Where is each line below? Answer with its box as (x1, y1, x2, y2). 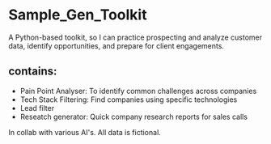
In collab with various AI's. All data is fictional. (8, 127, 162, 137)
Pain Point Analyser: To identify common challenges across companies (19, 86, 257, 95)
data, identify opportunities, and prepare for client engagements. (8, 40, 225, 50)
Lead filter (19, 103, 55, 112)
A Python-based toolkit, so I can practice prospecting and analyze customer (8, 32, 263, 42)
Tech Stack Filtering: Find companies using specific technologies (19, 95, 238, 104)
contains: (8, 65, 57, 78)
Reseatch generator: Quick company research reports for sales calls (19, 112, 248, 121)
